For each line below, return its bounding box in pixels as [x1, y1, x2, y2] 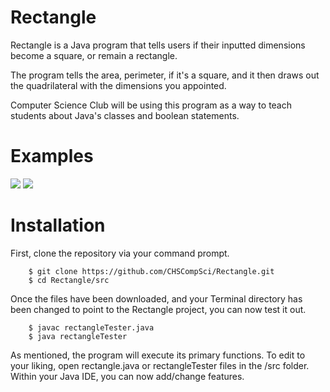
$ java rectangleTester [28, 331, 128, 341]
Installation [10, 214, 106, 237]
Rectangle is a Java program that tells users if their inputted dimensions [10, 39, 306, 51]
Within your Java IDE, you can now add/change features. [10, 370, 245, 382]
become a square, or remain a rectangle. [10, 49, 178, 61]
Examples [10, 145, 94, 168]
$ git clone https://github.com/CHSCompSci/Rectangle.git [28, 266, 275, 276]
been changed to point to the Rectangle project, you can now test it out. [10, 303, 307, 315]
